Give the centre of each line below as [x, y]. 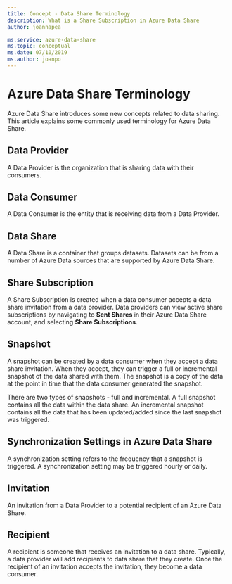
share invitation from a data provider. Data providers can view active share [115, 307]
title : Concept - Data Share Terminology [69, 14]
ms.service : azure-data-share [52, 39]
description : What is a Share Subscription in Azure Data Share [103, 20]
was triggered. [28, 419]
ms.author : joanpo [34, 59]
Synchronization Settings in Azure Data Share [110, 442]
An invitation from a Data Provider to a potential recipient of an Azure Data [115, 505]
